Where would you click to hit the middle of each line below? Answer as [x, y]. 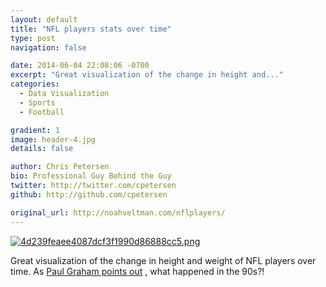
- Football [42, 112]
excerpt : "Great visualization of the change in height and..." [147, 75]
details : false [42, 149]
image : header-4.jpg [53, 139]
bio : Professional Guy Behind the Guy [91, 176]
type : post [33, 38]
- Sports [37, 102]
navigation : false [48, 47]
